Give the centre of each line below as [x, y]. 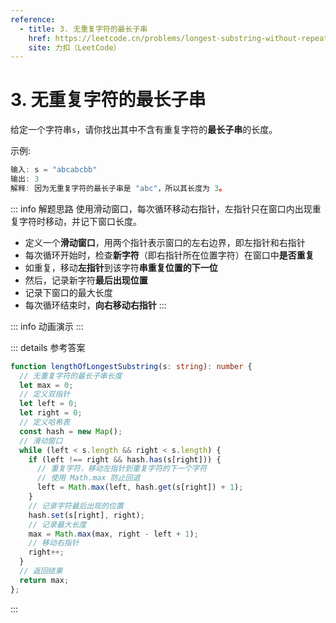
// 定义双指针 [45, 394]
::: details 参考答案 [48, 347]
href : [40, 38]
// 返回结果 [41, 571]
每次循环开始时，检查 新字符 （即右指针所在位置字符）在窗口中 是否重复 [169, 255]
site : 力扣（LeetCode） [75, 47]
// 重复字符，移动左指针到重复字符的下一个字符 [122, 469]
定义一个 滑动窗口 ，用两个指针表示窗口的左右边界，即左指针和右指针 [165, 242]
